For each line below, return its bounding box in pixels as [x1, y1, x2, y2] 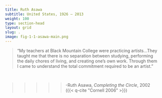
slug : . [5, 30, 21, 35]
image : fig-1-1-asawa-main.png [5, 35, 69, 39]
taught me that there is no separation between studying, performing [17, 53, 153, 59]
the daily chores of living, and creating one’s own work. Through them [17, 58, 158, 64]
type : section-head [5, 20, 45, 26]
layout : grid [5, 25, 32, 30]
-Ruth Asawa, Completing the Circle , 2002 [65, 82, 151, 88]
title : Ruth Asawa [5, 7, 42, 12]
